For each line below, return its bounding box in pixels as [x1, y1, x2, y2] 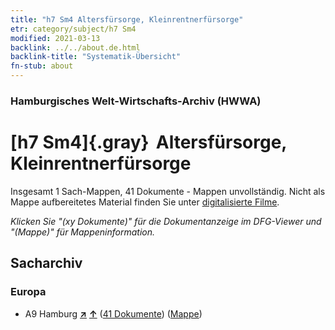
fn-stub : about [10, 61, 74, 71]
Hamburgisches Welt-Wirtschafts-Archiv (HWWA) [10, 94, 262, 108]
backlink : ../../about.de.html [10, 42, 141, 53]
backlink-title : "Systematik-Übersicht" [10, 52, 182, 62]
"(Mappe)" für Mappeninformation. [10, 226, 156, 238]
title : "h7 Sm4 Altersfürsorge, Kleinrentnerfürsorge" [10, 14, 244, 25]
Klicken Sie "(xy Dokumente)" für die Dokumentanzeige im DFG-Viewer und [10, 215, 322, 227]
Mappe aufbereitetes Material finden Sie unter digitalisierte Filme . [10, 196, 280, 208]
